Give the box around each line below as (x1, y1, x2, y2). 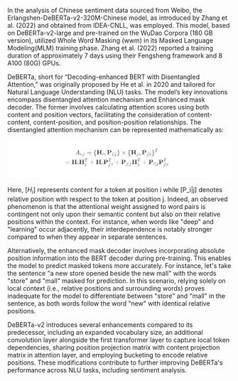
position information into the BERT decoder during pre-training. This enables (7, 254, 232, 262)
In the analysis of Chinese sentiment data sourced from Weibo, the (7, 6, 202, 14)
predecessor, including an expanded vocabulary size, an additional (7, 328, 204, 336)
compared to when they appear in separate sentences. (7, 232, 168, 241)
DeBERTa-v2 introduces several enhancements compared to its (7, 320, 193, 329)
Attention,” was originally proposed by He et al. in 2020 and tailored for (7, 80, 215, 88)
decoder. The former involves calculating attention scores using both (7, 103, 210, 111)
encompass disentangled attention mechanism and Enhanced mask (7, 95, 205, 104)
